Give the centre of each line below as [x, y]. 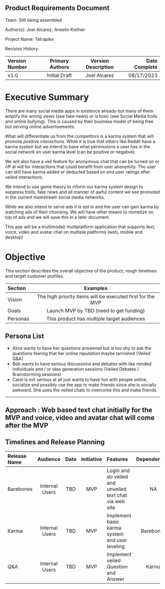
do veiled [117, 477]
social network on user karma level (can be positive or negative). [70, 152]
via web [116, 501]
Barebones [20, 489]
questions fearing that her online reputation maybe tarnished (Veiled [81, 353]
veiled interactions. [24, 177]
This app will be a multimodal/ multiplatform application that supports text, [80, 227]
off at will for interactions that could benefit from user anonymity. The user [81, 167]
